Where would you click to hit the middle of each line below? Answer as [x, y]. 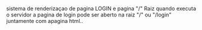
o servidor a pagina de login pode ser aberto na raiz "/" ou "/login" [89, 15]
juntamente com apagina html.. [45, 21]
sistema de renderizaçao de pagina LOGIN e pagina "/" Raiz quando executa [101, 9]
